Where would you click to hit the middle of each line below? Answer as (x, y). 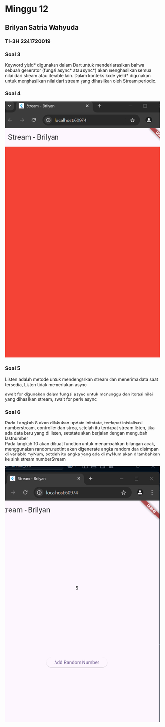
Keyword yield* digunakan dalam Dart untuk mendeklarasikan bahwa (75, 65)
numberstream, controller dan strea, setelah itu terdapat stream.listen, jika (80, 428)
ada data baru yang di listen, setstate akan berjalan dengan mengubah (76, 433)
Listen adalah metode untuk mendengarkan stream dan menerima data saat (82, 379)
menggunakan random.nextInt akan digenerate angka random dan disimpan (82, 449)
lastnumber (17, 438)
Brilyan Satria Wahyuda (42, 27)
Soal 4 (13, 93)
